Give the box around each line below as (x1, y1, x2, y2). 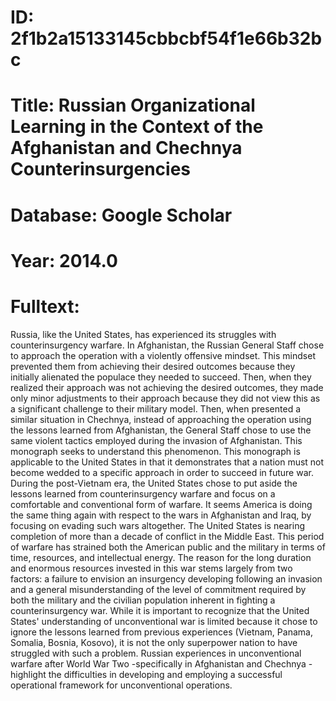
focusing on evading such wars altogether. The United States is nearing (10, 519, 305, 531)
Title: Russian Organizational (10, 94, 256, 117)
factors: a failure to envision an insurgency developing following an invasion (10, 572, 323, 585)
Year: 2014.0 (10, 249, 118, 272)
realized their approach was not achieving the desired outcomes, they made (10, 381, 324, 393)
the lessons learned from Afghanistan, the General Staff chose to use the (10, 424, 312, 436)
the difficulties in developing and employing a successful (48, 668, 283, 680)
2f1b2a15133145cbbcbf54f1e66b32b (10, 27, 323, 50)
